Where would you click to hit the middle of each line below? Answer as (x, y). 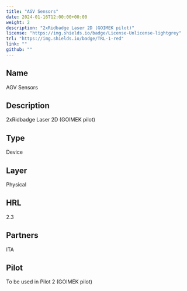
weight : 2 (18, 22)
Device (15, 152)
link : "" (17, 44)
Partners (22, 235)
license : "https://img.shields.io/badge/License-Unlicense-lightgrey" (94, 33)
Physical (16, 184)
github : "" (19, 50)
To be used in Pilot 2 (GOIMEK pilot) (49, 282)
